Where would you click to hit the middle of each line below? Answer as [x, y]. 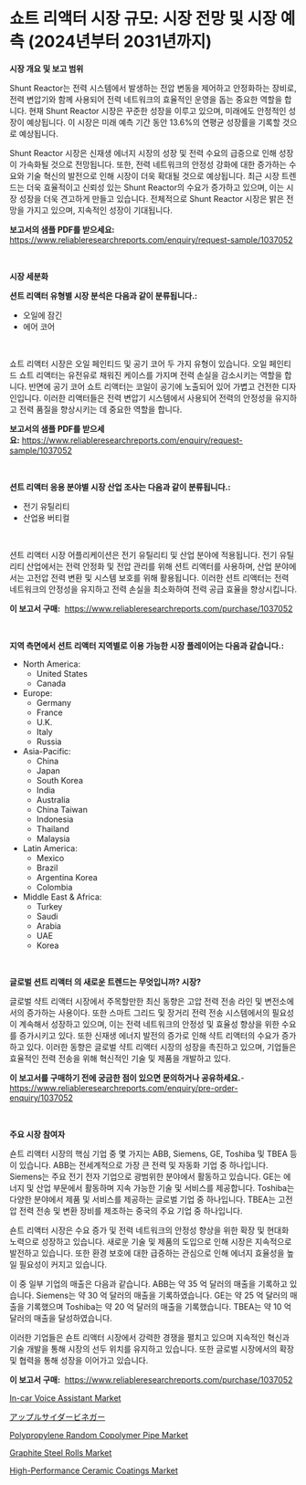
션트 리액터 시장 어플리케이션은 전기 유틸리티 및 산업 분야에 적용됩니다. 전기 [143, 554]
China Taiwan [62, 809]
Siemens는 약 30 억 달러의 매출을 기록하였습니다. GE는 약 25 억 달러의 [162, 1295]
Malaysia [53, 838]
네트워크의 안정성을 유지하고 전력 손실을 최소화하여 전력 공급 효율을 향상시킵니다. [153, 589]
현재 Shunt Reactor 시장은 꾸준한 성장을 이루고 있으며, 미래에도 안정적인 [158, 111]
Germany [53, 702]
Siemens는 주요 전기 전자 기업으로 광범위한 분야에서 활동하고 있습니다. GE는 [145, 1176]
